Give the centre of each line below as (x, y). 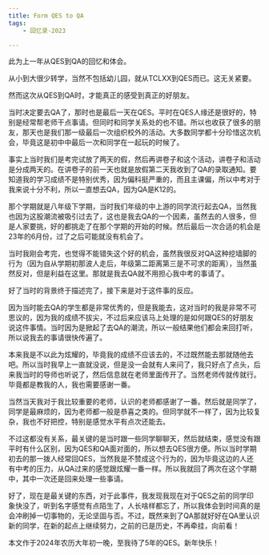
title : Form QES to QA (46, 16)
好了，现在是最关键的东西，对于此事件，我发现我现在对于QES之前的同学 (128, 496)
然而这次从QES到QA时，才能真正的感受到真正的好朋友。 (101, 95)
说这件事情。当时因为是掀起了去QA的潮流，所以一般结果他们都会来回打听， (132, 328)
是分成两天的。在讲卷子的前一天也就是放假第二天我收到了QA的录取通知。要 (132, 170)
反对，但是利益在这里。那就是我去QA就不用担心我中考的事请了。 (122, 274)
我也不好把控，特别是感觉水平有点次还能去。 (96, 422)
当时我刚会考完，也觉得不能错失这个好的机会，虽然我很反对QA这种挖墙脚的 (132, 254)
